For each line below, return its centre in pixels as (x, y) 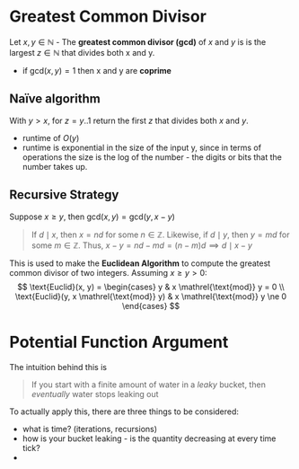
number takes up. (55, 166)
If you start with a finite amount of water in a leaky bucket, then (149, 385)
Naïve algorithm (55, 99)
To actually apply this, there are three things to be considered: (124, 411)
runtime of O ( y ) (51, 137)
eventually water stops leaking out (95, 394)
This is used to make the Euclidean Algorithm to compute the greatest (140, 263)
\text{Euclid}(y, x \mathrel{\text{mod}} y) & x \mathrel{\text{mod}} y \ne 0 (151, 296)
